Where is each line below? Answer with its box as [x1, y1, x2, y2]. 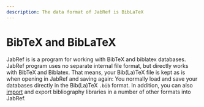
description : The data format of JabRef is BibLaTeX [6, 9, 144, 15]
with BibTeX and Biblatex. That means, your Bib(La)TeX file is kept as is [6, 68, 186, 76]
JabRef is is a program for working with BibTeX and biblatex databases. [6, 56, 186, 63]
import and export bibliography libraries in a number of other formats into [6, 88, 191, 95]
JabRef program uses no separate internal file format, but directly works [6, 62, 189, 69]
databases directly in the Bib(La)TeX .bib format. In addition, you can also [6, 81, 193, 89]
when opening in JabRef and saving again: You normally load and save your [6, 75, 198, 83]
